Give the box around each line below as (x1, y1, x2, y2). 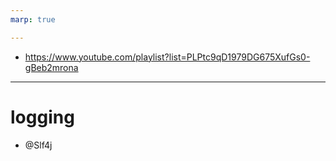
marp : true (10, 14, 56, 25)
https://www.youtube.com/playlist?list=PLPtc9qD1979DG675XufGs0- (24, 51, 311, 63)
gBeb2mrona (24, 61, 79, 73)
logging (10, 106, 75, 128)
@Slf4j (24, 139, 53, 151)
